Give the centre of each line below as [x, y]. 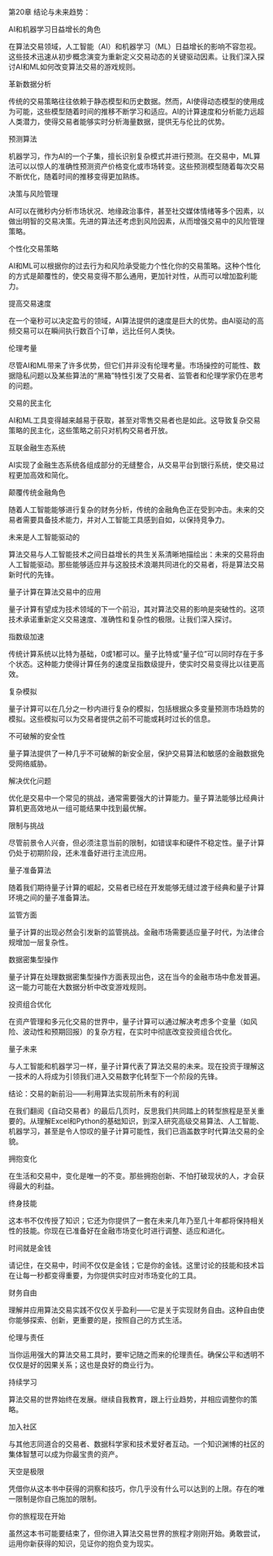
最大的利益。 [37, 1186]
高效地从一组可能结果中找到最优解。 [90, 808]
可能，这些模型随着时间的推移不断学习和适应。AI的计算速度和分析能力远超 [140, 111]
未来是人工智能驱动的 [44, 537]
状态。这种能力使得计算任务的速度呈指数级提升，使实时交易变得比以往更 [136, 664]
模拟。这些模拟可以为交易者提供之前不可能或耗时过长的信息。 [112, 719]
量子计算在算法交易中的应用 [55, 592]
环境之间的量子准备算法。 [51, 897]
